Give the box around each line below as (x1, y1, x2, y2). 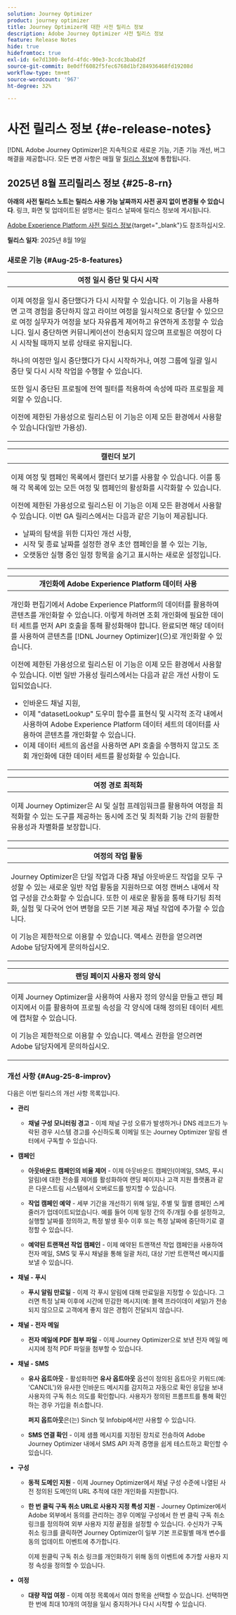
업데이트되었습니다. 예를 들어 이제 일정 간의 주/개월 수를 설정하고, (46, 1208, 225, 1216)
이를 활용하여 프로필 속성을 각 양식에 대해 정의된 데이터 (38, 1003, 209, 1013)
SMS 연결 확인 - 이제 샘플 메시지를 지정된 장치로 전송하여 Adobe (27, 1430, 206, 1439)
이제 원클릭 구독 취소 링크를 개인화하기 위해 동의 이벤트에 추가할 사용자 (27, 1552, 221, 1561)
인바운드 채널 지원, (22, 698, 81, 708)
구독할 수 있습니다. (46, 1136, 98, 1145)
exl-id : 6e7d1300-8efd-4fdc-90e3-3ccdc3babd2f (7, 56, 146, 63)
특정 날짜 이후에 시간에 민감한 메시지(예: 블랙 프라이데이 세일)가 (41, 1297, 214, 1305)
